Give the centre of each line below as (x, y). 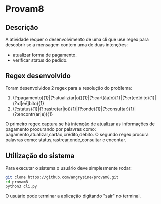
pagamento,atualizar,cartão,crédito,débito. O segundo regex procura (77, 134)
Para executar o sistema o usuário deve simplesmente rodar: (68, 168)
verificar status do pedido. (40, 60)
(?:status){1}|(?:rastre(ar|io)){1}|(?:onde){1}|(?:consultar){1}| (74, 109)
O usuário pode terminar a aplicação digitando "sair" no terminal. (73, 196)
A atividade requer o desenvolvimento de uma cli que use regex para (77, 39)
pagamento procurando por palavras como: (51, 129)
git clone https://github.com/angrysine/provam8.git (62, 177)
